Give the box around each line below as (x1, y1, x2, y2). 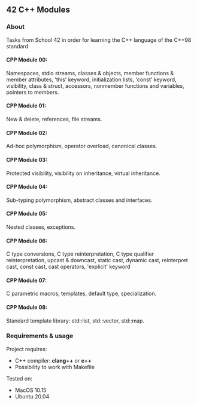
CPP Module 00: (6, 56, 48, 63)
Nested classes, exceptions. (6, 223, 76, 231)
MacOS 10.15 (14, 386, 47, 394)
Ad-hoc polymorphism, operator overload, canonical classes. (6, 143, 157, 150)
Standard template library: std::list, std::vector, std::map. (6, 317, 145, 324)
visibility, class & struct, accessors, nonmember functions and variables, (6, 82, 184, 89)
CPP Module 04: (6, 183, 48, 191)
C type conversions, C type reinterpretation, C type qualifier (6, 250, 154, 257)
